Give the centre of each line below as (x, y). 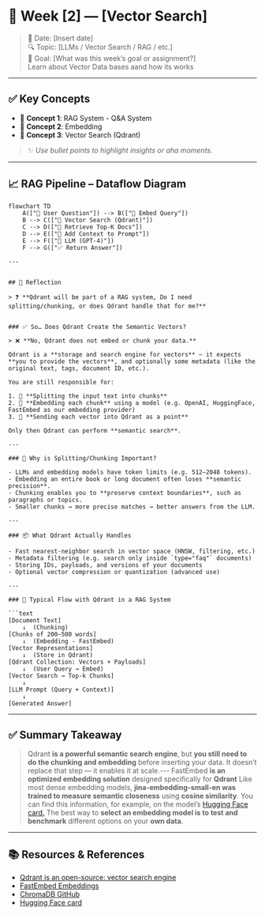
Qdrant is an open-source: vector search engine (98, 878)
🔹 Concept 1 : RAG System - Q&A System (86, 118)
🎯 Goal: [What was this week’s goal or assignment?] (112, 58)
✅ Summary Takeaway (65, 735)
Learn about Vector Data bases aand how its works (110, 66)
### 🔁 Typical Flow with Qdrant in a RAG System (90, 599)
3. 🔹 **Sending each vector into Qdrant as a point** (99, 417)
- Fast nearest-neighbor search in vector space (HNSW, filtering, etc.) (132, 551)
